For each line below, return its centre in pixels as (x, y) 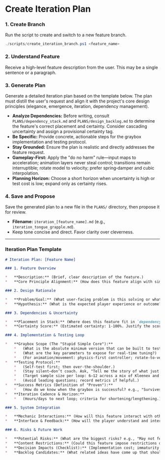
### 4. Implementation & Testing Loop (45, 335)
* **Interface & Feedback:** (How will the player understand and (77, 421)
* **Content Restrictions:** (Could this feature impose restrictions (81, 443)
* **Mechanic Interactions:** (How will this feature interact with (79, 416)
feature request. (28, 152)
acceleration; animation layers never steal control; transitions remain (81, 162)
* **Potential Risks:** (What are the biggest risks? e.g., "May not (80, 439)
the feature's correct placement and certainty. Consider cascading (80, 126)
